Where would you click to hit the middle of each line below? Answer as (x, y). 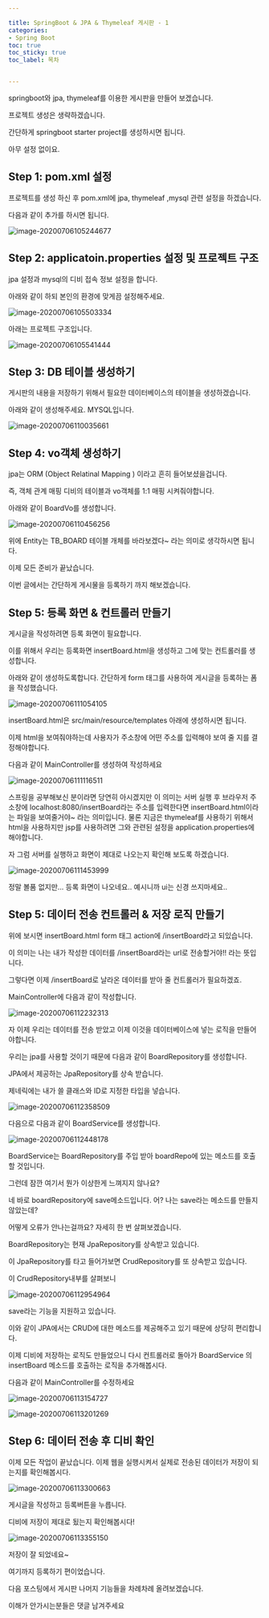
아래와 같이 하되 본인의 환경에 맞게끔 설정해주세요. (87, 296)
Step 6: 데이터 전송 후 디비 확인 (82, 1441)
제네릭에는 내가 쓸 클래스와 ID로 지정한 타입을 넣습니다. (94, 1090)
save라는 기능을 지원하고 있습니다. (62, 1310)
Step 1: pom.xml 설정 (60, 177)
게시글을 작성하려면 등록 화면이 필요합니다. (75, 634)
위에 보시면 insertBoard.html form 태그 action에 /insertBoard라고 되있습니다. (130, 935)
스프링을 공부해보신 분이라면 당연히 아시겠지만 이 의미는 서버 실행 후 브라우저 (128, 797)
